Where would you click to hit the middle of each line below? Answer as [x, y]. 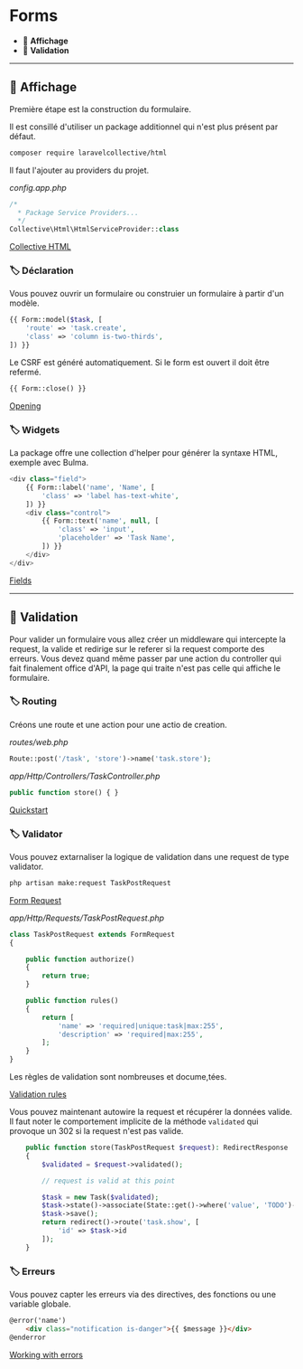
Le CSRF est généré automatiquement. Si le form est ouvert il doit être [139, 362]
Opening [25, 406]
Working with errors [46, 1355]
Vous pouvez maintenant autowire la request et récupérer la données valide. [151, 1112]
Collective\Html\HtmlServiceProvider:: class [94, 230]
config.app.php [38, 187]
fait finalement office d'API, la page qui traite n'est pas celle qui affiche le [145, 668]
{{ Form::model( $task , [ [56, 320]
